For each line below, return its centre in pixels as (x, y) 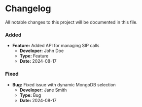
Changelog (28, 9)
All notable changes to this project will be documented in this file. (71, 22)
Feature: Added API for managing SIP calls (56, 46)
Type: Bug (30, 95)
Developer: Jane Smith (43, 90)
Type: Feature (34, 56)
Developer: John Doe (42, 51)
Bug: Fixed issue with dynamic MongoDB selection (64, 84)
